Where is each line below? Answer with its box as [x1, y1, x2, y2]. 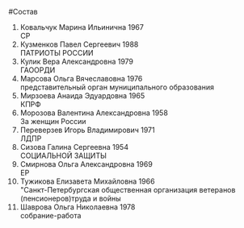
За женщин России [19, 117, 86, 126]
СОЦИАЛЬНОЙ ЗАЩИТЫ [19, 151, 107, 160]
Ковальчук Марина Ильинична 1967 [19, 23, 144, 31]
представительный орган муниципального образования [19, 82, 214, 92]
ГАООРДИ [19, 65, 56, 75]
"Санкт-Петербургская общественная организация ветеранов [19, 185, 236, 194]
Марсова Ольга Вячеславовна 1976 [19, 74, 143, 83]
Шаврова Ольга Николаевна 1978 [19, 202, 136, 212]
